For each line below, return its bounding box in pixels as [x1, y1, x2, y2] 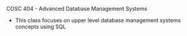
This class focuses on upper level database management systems [15, 17, 182, 23]
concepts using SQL [15, 23, 66, 30]
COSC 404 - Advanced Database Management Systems [6, 5, 147, 12]
